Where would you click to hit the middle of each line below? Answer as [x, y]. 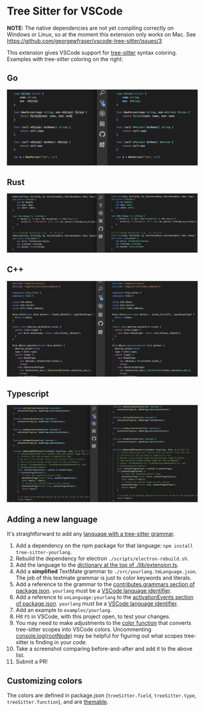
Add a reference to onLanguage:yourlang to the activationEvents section [105, 597]
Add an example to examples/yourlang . [64, 610]
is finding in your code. [58, 642]
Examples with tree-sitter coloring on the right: [65, 59]
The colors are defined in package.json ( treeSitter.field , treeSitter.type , [102, 695]
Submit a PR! [31, 662]
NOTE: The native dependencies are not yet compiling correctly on [90, 28]
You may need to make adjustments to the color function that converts [103, 623]
